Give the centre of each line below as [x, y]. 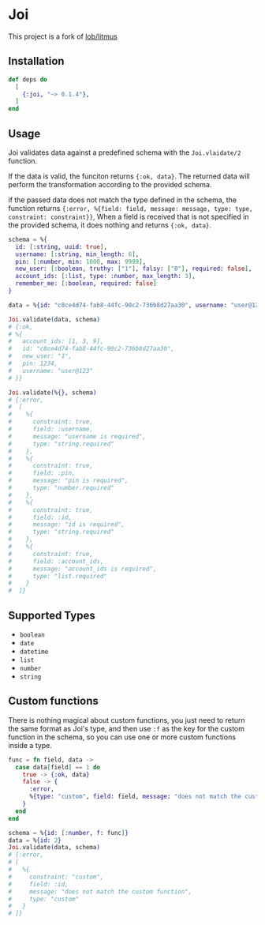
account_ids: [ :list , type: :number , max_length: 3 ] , [105, 276]
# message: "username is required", [77, 436]
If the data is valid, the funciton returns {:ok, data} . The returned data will [129, 176]
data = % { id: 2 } [35, 840]
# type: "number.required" [61, 488]
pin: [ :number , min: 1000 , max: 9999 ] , [81, 261]
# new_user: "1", [40, 356]
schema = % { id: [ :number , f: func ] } [68, 833]
